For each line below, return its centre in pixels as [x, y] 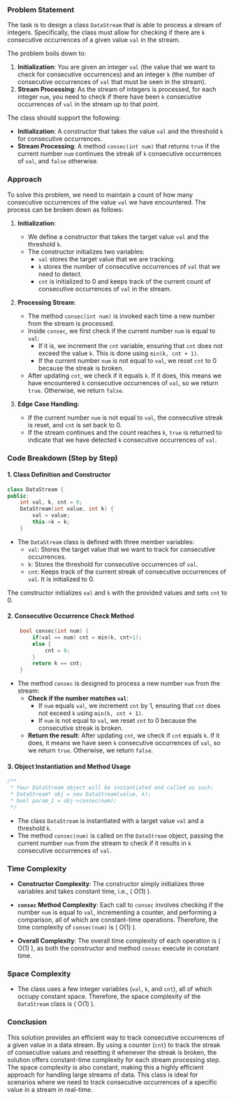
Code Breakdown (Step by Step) [63, 458]
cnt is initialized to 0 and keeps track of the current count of [124, 281]
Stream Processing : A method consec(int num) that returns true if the [118, 146]
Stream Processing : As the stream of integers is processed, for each [117, 90]
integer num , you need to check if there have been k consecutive [109, 97]
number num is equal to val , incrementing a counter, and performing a [117, 913]
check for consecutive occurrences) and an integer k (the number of [116, 74]
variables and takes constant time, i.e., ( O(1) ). [84, 892]
